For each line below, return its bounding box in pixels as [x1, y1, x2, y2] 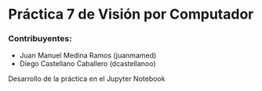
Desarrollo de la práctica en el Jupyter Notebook [8, 74, 166, 83]
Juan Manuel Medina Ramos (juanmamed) [19, 51, 157, 60]
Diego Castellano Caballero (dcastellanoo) [19, 59, 156, 68]
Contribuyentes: [8, 33, 72, 44]
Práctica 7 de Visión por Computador [8, 5, 254, 23]
